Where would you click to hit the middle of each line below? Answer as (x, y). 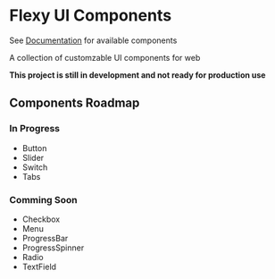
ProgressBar (45, 238)
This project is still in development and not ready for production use (137, 75)
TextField (39, 266)
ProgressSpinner (53, 248)
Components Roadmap (75, 103)
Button (34, 148)
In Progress (35, 129)
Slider (33, 157)
